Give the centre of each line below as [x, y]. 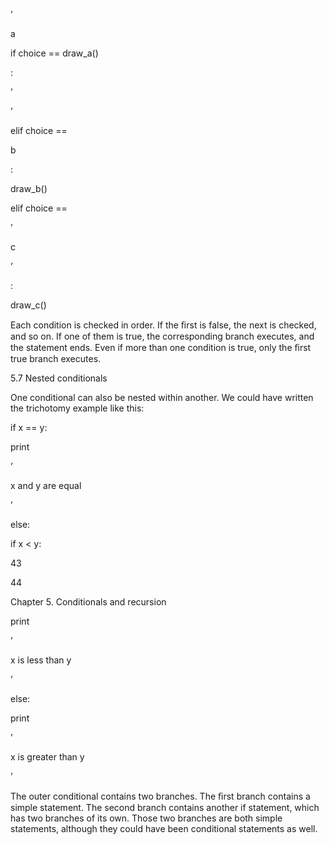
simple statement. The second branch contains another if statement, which [165, 807]
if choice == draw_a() [54, 53]
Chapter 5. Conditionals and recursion [88, 602]
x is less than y [41, 660]
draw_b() [29, 188]
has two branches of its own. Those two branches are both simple [146, 818]
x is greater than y [47, 757]
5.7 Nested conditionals [59, 378]
